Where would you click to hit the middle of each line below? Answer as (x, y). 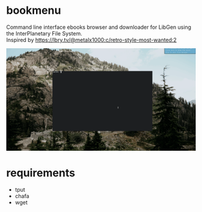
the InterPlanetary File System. (44, 33)
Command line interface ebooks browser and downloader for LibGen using (99, 27)
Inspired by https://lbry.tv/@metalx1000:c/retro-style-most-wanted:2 (92, 40)
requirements (41, 173)
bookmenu (34, 11)
